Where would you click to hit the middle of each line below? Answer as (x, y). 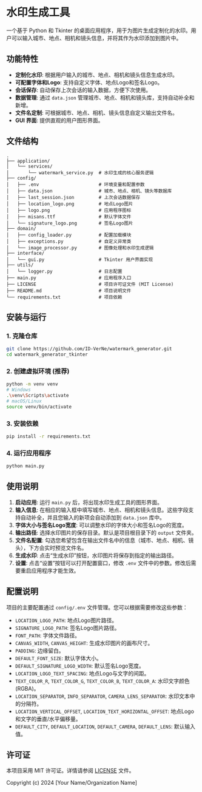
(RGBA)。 (27, 688)
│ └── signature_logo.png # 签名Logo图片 (70, 223)
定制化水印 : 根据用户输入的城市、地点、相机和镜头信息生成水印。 (96, 75)
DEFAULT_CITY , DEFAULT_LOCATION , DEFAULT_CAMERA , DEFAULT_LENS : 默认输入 (105, 726)
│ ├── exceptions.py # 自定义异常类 (69, 241)
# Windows (19, 390)
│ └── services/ (29, 166)
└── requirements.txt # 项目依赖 (64, 297)
